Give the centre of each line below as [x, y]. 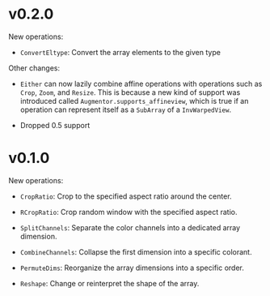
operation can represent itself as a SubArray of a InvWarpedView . [126, 109]
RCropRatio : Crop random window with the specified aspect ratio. [129, 212]
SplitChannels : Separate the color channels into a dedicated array [130, 227]
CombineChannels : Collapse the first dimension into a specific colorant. [136, 251]
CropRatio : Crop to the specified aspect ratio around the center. [126, 196]
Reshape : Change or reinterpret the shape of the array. [110, 283]
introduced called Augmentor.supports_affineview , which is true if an [134, 101]
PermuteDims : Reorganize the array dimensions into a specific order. [132, 268]
